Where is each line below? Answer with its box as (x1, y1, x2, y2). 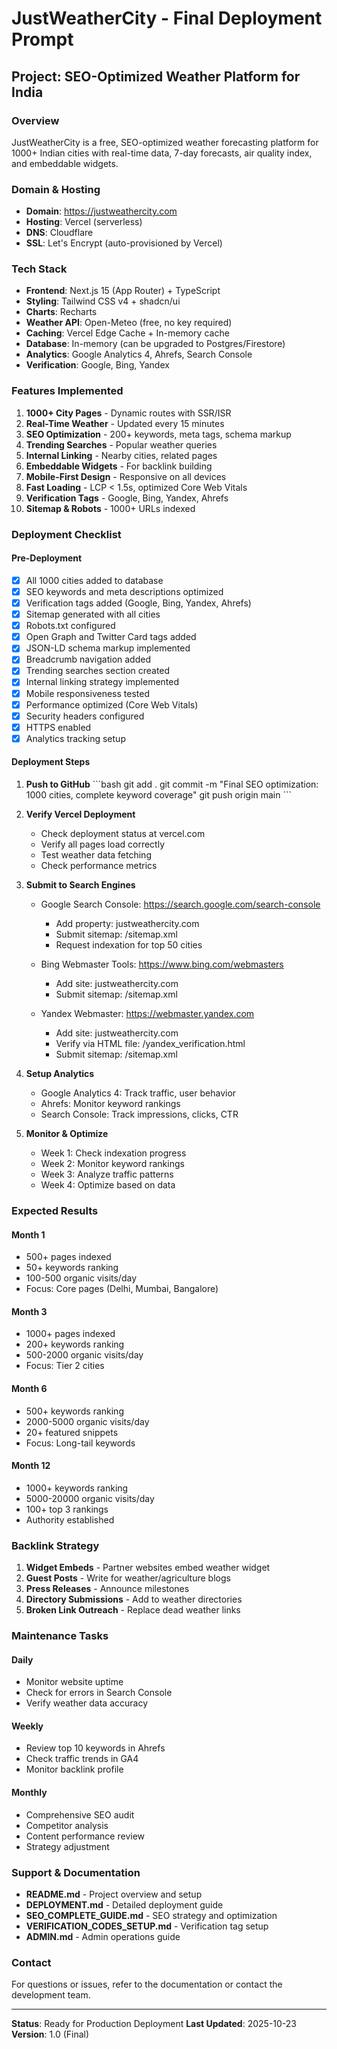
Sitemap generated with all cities (25, 608, 161, 621)
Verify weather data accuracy (25, 1697, 149, 1709)
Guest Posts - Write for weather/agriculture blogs (25, 1572, 231, 1584)
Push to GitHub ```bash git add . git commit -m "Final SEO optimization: (25, 778, 319, 791)
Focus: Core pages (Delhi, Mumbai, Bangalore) (25, 1283, 219, 1295)
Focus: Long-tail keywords (25, 1437, 136, 1449)
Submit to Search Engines (25, 879, 136, 891)
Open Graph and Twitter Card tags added (25, 631, 197, 643)
